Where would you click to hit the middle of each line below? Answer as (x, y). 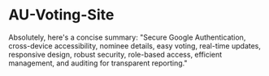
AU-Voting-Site (61, 15)
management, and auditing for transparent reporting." (98, 63)
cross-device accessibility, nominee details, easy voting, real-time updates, (135, 45)
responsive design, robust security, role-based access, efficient (115, 54)
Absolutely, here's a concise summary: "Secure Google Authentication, (127, 37)
